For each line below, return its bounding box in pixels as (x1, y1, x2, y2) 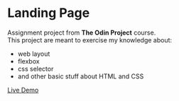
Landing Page (7, 5, 90, 21)
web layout (17, 49, 50, 58)
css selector (17, 64, 54, 73)
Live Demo (7, 85, 39, 94)
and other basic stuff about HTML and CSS (17, 72, 144, 81)
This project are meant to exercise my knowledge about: (7, 35, 173, 44)
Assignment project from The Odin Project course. (7, 28, 156, 37)
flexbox (17, 57, 40, 65)
